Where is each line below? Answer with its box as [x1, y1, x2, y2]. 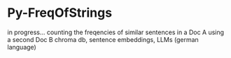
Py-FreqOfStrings [7, 5, 113, 21]
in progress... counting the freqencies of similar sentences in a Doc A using [7, 28, 225, 36]
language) [7, 43, 36, 51]
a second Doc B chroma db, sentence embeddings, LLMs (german [7, 35, 199, 43]
